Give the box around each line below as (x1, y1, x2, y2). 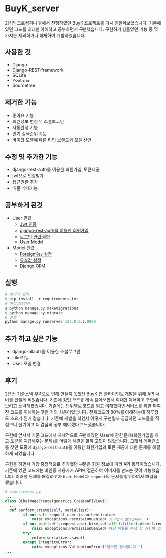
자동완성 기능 (12, 124, 38, 130)
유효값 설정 (19, 257, 41, 263)
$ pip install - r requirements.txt (5, 296, 79, 301)
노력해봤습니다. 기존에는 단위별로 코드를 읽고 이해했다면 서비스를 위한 (18, 403, 152, 409)
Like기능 (12, 354, 29, 360)
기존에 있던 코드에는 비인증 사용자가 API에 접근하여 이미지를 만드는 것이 (5, 467, 143, 473)
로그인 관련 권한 (19, 234, 50, 239)
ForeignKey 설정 (19, 251, 52, 257)
